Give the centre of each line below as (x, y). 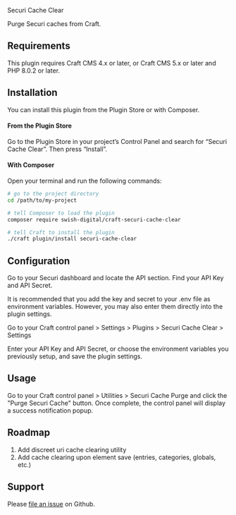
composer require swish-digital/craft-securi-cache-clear (94, 219)
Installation (32, 93)
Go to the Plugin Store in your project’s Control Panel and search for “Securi (117, 141)
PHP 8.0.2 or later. (34, 71)
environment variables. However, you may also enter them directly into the (115, 307)
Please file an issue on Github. (51, 504)
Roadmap (29, 433)
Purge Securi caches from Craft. (54, 24)
